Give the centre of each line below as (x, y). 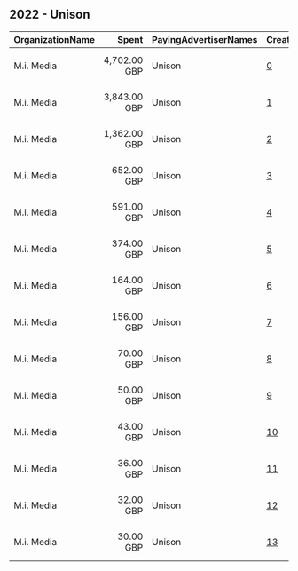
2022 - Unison (50, 15)
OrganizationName (55, 39)
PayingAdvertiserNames (205, 39)
